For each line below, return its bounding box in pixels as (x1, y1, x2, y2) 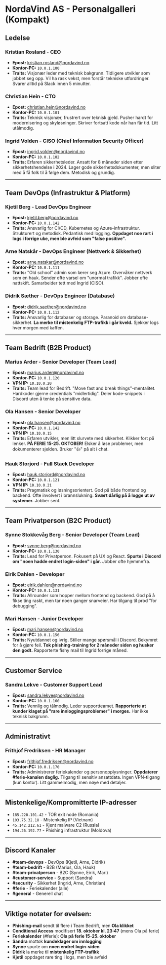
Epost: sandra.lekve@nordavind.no (12, 692, 84, 698)
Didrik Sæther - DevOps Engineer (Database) (5, 292, 115, 299)
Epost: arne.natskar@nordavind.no (12, 259, 84, 265)
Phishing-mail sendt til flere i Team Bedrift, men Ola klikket (12, 923, 134, 929)
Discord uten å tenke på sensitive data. (12, 396, 92, 402)
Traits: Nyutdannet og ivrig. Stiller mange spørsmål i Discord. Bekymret (12, 637, 158, 643)
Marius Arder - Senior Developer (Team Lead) (5, 359, 117, 365)
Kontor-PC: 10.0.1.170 (12, 764, 60, 769)
